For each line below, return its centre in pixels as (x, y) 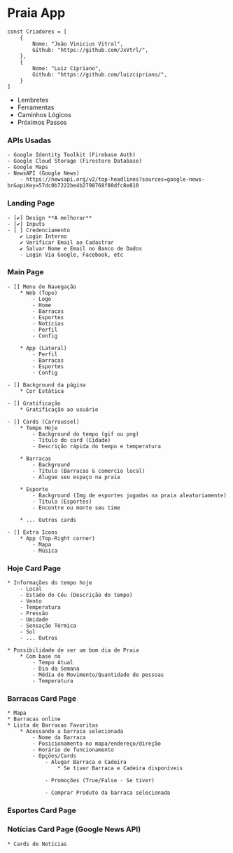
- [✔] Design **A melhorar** (50, 218)
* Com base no (40, 657)
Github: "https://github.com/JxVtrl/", (91, 50)
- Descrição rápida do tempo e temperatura (97, 446)
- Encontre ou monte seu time (76, 508)
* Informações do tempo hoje (50, 583)
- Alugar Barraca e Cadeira (86, 763)
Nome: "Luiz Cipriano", (67, 68)
